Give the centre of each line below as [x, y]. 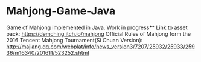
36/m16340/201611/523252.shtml [48, 52]
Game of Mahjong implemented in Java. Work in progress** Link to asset [97, 27]
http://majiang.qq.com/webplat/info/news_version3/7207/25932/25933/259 [101, 46]
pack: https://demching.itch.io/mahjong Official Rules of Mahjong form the [99, 33]
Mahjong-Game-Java [61, 11]
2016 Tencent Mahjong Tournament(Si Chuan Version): [75, 40]
